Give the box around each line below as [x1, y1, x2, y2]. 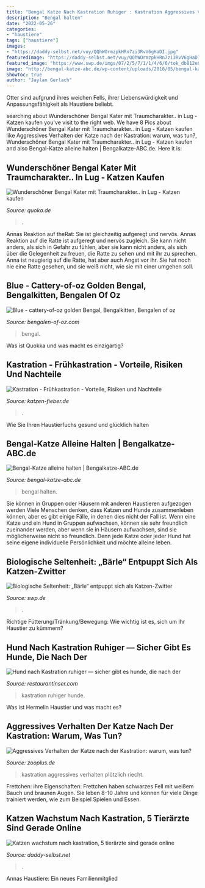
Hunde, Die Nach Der [6, 652, 88, 662]
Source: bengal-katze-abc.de [6, 476, 81, 484]
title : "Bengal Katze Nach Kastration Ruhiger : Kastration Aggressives [6, 9, 195, 15]
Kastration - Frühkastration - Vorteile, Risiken [6, 360, 183, 370]
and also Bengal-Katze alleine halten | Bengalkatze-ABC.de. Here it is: [6, 145, 182, 152]
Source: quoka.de [6, 206, 51, 214]
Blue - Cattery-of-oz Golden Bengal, [6, 281, 146, 291]
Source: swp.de [6, 594, 46, 602]
